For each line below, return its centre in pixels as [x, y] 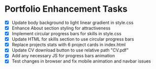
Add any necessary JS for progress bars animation [63, 56]
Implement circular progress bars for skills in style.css [66, 34]
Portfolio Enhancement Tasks [66, 9]
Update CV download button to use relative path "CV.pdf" [70, 50]
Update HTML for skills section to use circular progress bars [73, 39]
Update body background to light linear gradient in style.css [73, 23]
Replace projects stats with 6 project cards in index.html [69, 45]
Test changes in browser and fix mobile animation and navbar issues [81, 61]
